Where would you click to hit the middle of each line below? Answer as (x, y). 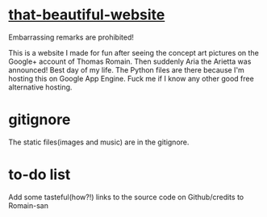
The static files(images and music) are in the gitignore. (99, 142)
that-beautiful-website (87, 15)
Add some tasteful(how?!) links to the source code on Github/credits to (126, 197)
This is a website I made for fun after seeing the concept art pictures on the (134, 52)
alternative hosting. (40, 87)
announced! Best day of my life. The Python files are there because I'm (126, 69)
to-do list (40, 175)
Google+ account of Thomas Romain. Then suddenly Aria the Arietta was (130, 61)
